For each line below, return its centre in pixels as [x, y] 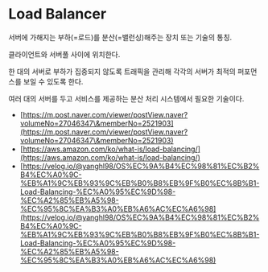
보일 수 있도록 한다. [53, 81]
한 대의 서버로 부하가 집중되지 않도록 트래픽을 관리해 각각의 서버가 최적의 [122, 71]
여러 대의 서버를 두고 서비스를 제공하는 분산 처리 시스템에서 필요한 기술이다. [126, 98]
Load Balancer [58, 14]
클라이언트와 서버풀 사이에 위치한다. [64, 54]
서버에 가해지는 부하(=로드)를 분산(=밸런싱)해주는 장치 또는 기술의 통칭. [120, 37]
